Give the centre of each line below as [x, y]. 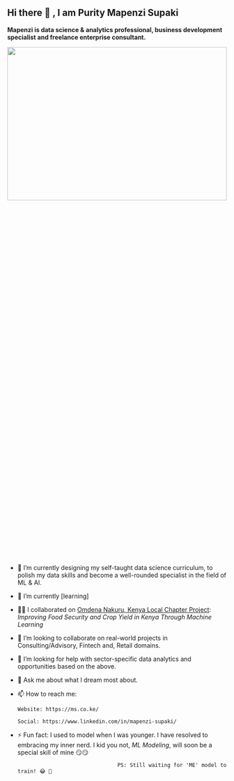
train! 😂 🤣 [34, 771]
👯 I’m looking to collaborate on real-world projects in [93, 638]
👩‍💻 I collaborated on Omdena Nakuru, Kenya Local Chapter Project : [114, 609]
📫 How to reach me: [47, 694]
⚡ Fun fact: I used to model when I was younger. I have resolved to [112, 735]
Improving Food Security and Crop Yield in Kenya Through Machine [115, 617]
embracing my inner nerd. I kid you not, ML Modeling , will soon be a [115, 745]
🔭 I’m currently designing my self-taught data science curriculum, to [115, 567]
